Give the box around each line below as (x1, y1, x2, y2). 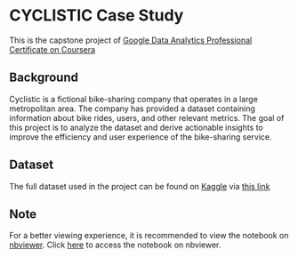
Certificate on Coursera (9, 44, 96, 54)
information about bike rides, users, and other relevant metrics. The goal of (9, 112, 285, 123)
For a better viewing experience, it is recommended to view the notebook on (9, 230, 289, 241)
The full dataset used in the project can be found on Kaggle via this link (9, 181, 270, 191)
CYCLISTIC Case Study (9, 5, 184, 26)
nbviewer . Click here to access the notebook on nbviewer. (9, 239, 221, 250)
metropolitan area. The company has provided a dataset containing (9, 103, 256, 114)
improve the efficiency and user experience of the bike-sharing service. (9, 131, 273, 142)
